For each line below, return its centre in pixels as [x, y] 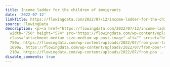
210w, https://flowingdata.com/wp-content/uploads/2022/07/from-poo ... [88, 52]
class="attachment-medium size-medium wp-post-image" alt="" [76, 38]
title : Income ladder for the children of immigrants [63, 10]
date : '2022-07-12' [26, 15]
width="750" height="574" [37, 33]
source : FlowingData [27, 24]
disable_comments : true [30, 57]
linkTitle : [17, 19]
